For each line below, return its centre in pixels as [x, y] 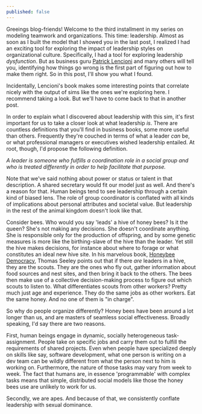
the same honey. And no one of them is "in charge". [70, 299]
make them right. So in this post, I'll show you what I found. [80, 74]
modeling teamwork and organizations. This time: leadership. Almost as [95, 35]
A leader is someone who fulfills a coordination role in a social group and [97, 160]
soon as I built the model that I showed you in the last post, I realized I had [98, 42]
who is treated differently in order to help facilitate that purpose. [86, 167]
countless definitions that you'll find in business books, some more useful [97, 129]
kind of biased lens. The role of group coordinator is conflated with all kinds [100, 197]
